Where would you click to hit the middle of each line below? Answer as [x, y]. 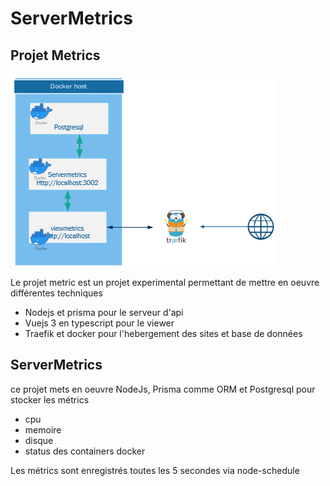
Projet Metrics [55, 55]
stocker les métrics [50, 399]
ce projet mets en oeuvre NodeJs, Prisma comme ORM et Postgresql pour [163, 389]
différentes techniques [56, 293]
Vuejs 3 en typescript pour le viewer [99, 323]
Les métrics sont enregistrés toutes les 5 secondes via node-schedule [155, 470]
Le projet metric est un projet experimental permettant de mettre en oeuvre [165, 282]
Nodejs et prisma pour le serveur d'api [104, 312]
